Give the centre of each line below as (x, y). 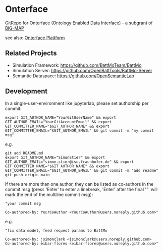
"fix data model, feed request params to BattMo (56, 230)
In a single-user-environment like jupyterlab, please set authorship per (77, 103)
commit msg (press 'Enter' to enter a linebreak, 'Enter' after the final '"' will (81, 189)
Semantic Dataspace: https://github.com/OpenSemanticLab (73, 76)
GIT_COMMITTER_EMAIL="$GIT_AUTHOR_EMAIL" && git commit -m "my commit (80, 130)
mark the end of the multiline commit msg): (49, 195)
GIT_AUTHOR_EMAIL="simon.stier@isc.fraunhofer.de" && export (70, 162)
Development (27, 91)
